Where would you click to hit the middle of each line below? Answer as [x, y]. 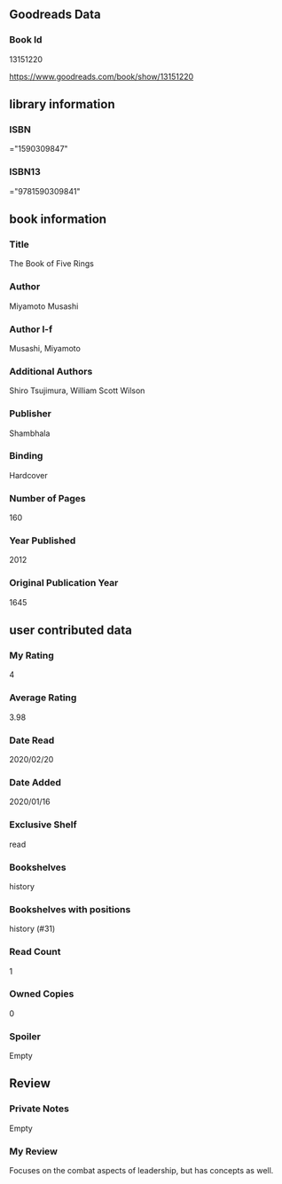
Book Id [26, 40]
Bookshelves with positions [70, 909]
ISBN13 [25, 172]
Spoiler [25, 1036]
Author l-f [31, 329]
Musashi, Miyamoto [45, 348]
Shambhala [30, 433]
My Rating [32, 656]
